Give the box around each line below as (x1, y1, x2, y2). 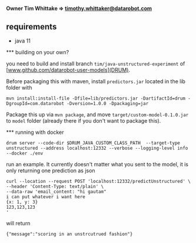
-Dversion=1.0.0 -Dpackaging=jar (67, 101, 149, 107)
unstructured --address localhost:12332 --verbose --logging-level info (6, 145, 188, 152)
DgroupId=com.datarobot (6, 101, 65, 107)
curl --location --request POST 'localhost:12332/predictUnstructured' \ (6, 179, 191, 185)
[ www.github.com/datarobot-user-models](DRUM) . (6, 67, 131, 74)
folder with (6, 84, 32, 91)
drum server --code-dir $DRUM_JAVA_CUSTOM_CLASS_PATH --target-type (6, 140, 181, 146)
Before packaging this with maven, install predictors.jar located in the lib (6, 78, 185, 85)
